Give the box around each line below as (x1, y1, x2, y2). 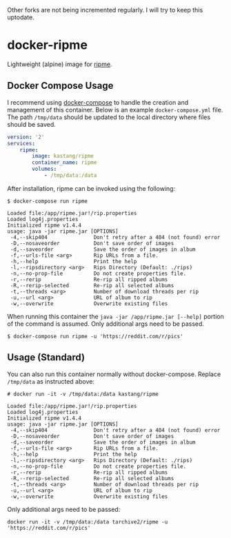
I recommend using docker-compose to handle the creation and (7, 98, 189, 106)
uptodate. (7, 13, 34, 21)
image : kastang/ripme (32, 153, 94, 160)
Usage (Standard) (7, 351, 85, 364)
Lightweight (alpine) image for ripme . (7, 60, 112, 68)
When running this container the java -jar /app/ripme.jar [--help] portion (7, 312, 224, 320)
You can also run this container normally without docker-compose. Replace (7, 370, 221, 378)
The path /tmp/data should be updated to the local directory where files (7, 113, 211, 121)
